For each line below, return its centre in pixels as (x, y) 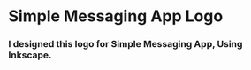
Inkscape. (30, 55)
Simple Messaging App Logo (116, 16)
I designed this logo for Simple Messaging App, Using (125, 44)
